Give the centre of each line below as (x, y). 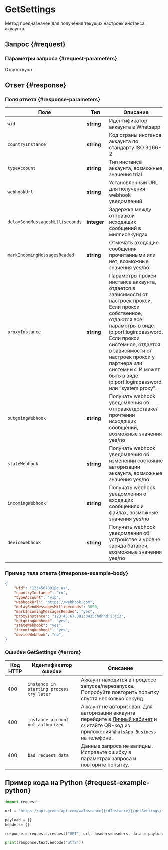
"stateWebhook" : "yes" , (39, 626)
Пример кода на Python (44, 783)
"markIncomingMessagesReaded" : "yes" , (54, 611)
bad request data (48, 756)
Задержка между (130, 210)
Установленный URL (134, 183)
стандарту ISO (127, 148)
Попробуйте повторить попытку (120, 692)
